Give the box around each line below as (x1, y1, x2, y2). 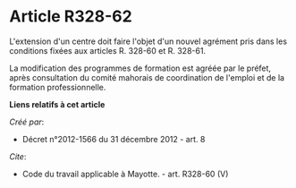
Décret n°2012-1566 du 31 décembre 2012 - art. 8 (21, 133, 206, 144)
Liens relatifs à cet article (9, 98, 106, 109)
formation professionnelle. (9, 81, 106, 92)
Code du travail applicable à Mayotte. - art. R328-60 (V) (21, 168, 229, 179)
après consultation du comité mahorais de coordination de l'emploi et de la (9, 72, 284, 82)
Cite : (9, 150, 27, 162)
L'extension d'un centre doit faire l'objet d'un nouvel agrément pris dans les (9, 36, 288, 47)
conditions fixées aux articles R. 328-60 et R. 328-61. (9, 45, 207, 56)
